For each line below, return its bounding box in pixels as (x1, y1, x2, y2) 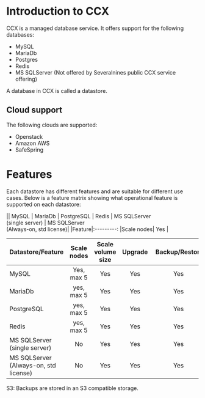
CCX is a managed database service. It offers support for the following (6, 24, 184, 32)
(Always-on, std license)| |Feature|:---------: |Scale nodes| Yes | (6, 225, 169, 233)
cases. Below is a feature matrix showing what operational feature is (6, 194, 178, 201)
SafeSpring (15, 146, 44, 153)
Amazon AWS (15, 139, 50, 147)
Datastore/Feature (9, 248, 64, 256)
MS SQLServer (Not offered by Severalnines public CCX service (15, 68, 176, 76)
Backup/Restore (155, 248, 203, 256)
